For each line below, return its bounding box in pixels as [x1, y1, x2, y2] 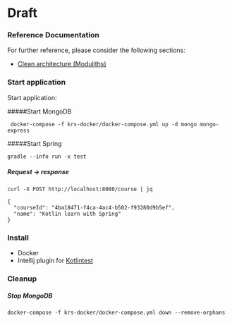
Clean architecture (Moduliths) [17, 60, 107, 68]
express [7, 127, 30, 134]
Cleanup [7, 274, 37, 284]
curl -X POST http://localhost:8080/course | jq [7, 185, 153, 193]
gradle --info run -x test [7, 153, 87, 160]
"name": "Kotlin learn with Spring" [13, 210, 121, 217]
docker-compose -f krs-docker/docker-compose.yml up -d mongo [10, 121, 197, 128]
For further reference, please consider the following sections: [7, 46, 185, 54]
